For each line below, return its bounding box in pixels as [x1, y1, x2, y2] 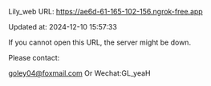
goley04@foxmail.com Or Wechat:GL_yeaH [8, 68, 151, 78]
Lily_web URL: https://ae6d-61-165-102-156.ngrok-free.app [8, 7, 203, 16]
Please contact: [8, 53, 60, 62]
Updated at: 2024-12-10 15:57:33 [8, 22, 118, 31]
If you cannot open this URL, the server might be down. [8, 37, 191, 47]
